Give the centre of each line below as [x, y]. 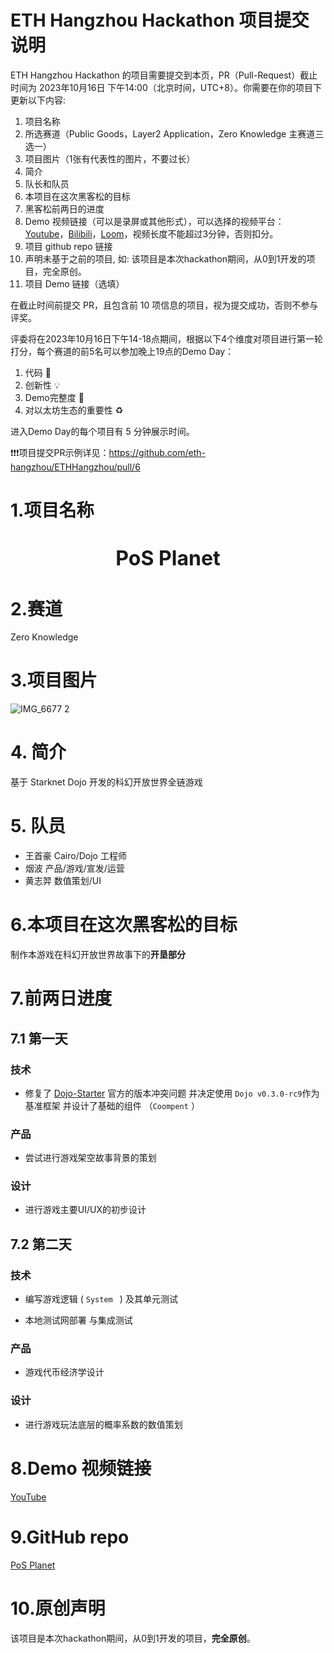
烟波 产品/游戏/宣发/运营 [74, 868]
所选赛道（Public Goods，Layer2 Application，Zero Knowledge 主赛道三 [174, 133]
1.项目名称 [52, 510]
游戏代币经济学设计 [64, 1372]
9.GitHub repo [70, 1537]
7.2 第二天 [41, 1244]
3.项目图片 [54, 680]
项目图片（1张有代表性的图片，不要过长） [110, 158]
